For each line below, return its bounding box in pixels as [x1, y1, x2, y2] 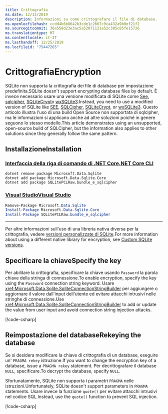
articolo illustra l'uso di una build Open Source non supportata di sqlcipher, [5, 109, 159, 115]
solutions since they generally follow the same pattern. [5, 130, 118, 136]
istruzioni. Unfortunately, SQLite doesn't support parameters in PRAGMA [5, 383, 148, 389]
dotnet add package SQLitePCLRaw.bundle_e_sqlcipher [5, 180, 117, 185]
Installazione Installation [5, 144, 82, 153]
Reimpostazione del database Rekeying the [5, 331, 141, 339]
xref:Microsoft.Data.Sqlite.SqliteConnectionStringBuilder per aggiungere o [5, 285, 158, 291]
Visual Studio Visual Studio [5, 191, 71, 198]
